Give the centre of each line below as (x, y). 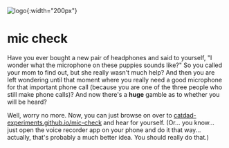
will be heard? (27, 102)
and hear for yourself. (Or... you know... (159, 122)
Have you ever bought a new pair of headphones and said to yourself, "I (110, 57)
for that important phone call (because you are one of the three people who (115, 87)
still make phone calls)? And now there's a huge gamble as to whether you (113, 94)
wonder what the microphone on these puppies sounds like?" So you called (115, 65)
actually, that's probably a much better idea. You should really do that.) (108, 137)
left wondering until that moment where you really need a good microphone (115, 80)
